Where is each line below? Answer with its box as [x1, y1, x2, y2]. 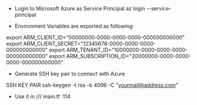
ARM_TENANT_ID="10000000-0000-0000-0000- [65, 46, 188, 53]
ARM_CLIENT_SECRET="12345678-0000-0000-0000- [23, 40, 156, 47]
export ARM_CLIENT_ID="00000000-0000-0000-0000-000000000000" [6, 34, 185, 40]
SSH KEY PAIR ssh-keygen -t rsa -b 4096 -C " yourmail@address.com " [6, 82, 179, 89]
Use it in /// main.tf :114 [14, 93, 71, 100]
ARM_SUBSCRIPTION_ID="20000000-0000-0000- [65, 53, 191, 59]
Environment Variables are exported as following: [14, 23, 134, 29]
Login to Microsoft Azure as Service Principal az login [14, 5, 146, 12]
